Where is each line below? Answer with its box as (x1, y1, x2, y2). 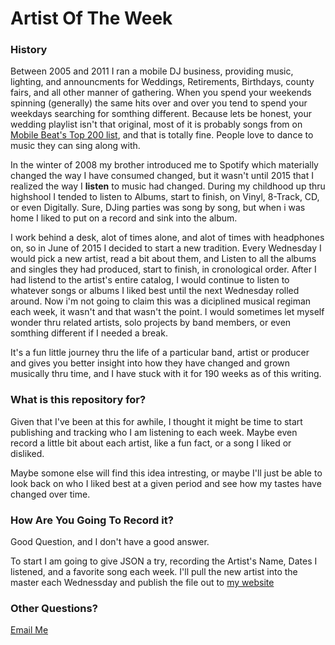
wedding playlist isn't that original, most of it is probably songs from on (10, 118, 303, 131)
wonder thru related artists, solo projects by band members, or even (10, 317, 292, 329)
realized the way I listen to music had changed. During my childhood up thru (10, 180, 326, 192)
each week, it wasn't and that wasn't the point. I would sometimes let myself (10, 306, 325, 318)
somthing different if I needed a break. (10, 327, 168, 339)
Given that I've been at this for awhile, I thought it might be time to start (10, 415, 303, 427)
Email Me (10, 624, 49, 636)
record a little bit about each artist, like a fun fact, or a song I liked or (10, 437, 292, 449)
